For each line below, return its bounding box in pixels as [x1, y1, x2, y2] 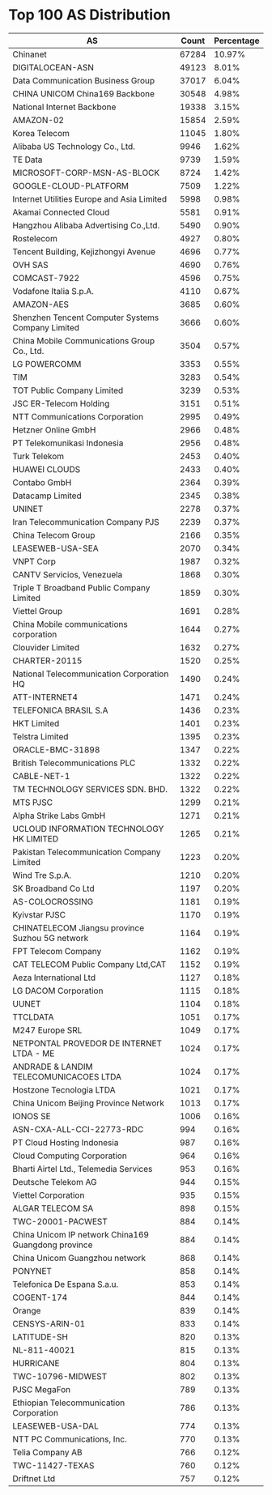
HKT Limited [12, 718, 60, 729]
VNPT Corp [12, 556, 57, 567]
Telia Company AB [12, 1446, 83, 1458]
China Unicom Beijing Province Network [12, 1097, 164, 1109]
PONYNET [12, 1265, 53, 1276]
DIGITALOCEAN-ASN [12, 62, 95, 73]
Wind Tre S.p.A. [12, 869, 71, 880]
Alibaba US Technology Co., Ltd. [12, 140, 136, 151]
